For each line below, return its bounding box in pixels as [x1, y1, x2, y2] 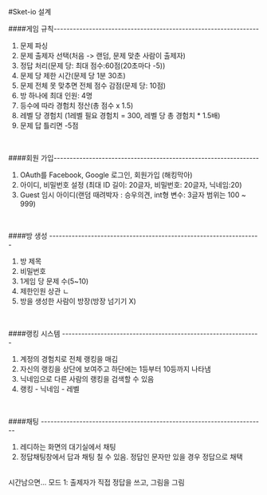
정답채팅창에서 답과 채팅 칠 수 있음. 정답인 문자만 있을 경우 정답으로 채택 [19, 452, 243, 461]
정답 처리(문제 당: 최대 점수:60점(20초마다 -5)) [19, 61, 166, 70]
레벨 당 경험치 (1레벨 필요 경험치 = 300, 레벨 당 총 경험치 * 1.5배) [19, 111, 221, 120]
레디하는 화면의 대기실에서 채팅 [19, 442, 116, 451]
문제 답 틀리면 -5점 [19, 121, 79, 130]
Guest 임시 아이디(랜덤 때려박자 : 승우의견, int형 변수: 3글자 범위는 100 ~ [19, 190, 246, 200]
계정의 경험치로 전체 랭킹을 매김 [19, 354, 118, 363]
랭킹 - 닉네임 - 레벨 [19, 384, 80, 394]
